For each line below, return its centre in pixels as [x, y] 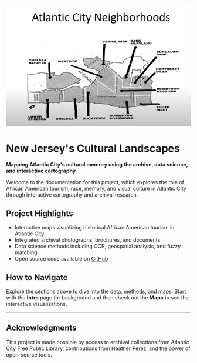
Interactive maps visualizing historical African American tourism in [94, 228]
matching [26, 252]
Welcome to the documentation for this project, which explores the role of [95, 182]
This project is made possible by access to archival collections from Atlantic [98, 342]
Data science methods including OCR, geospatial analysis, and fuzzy [98, 247]
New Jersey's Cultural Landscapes [93, 148]
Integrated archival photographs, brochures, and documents [87, 240]
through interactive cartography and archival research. [72, 195]
